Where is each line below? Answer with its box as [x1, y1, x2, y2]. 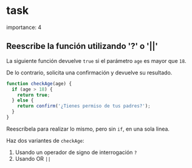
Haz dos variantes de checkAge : [6, 137, 84, 144]
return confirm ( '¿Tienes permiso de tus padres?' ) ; [17, 103, 151, 109]
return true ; [17, 92, 50, 98]
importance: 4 [6, 24, 42, 31]
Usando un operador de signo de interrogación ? [15, 149, 137, 156]
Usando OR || [15, 155, 51, 162]
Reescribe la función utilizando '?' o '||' [6, 41, 158, 51]
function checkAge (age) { [6, 80, 72, 86]
